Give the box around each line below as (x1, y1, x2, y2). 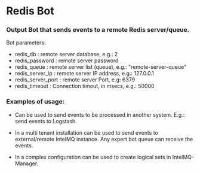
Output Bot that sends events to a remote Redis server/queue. (6, 26, 190, 34)
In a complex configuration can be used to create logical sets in (14, 153, 171, 160)
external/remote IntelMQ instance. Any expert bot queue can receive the (14, 135, 193, 142)
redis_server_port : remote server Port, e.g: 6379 (14, 76, 136, 83)
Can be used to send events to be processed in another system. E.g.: (14, 111, 185, 118)
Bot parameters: (6, 39, 46, 46)
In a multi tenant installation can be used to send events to (14, 129, 158, 136)
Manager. (14, 160, 39, 167)
